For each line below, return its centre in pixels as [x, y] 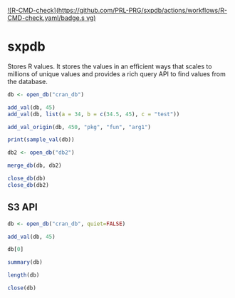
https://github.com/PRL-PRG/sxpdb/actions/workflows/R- [143, 10]
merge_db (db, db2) [35, 166]
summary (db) [25, 262]
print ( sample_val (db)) [41, 140]
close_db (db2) [28, 185]
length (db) [23, 275]
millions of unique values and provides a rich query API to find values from [116, 73]
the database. [28, 81]
